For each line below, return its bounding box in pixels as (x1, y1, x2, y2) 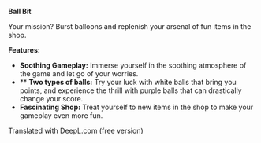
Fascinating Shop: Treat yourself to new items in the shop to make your (19, 102, 254, 112)
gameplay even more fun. (19, 111, 103, 120)
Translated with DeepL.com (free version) (8, 126, 144, 135)
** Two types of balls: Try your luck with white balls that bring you (19, 78, 237, 86)
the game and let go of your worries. (19, 69, 139, 78)
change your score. (19, 94, 84, 103)
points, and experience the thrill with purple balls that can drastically (19, 86, 242, 95)
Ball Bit (8, 7, 32, 16)
